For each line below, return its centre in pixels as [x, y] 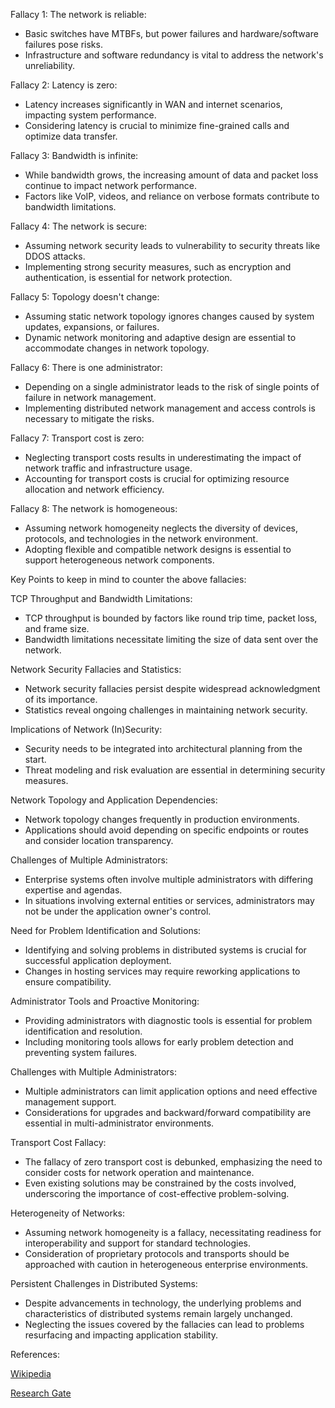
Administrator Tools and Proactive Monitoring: [105, 1001]
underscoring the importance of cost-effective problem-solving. [157, 1193]
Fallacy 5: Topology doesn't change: [85, 297]
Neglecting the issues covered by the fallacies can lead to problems [164, 1324]
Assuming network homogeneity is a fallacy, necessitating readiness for [173, 1232]
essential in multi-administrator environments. [119, 1123]
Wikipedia [31, 1373]
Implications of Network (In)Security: [86, 729]
